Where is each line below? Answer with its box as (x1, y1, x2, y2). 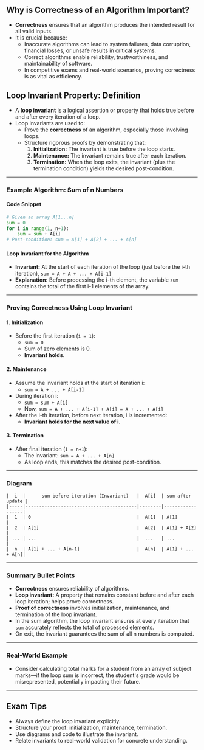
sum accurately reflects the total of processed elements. (15, 623, 155, 631)
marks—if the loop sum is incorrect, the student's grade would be (15, 672, 180, 679)
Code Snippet (6, 201, 42, 208)
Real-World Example (6, 651, 68, 659)
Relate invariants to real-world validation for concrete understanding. (15, 737, 188, 744)
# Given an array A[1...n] (6, 214, 75, 220)
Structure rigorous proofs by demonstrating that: (24, 139, 146, 146)
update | (6, 498, 29, 504)
